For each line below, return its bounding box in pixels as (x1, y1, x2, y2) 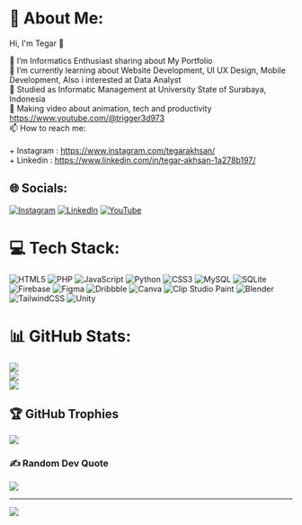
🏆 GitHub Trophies (9, 406, 120, 422)
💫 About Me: (9, 8, 104, 29)
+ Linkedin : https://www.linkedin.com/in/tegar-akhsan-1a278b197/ (9, 155, 256, 165)
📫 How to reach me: (9, 122, 86, 133)
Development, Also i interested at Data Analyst (9, 74, 182, 85)
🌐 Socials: (9, 181, 68, 196)
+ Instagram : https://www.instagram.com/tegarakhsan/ (9, 145, 216, 156)
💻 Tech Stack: (9, 237, 120, 258)
